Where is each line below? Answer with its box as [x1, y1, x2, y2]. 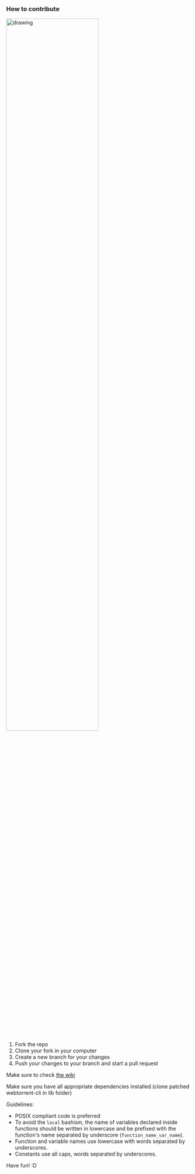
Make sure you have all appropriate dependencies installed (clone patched [6, 1083, 190, 1090]
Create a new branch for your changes [14, 1054, 110, 1061]
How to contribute [6, 5, 60, 13]
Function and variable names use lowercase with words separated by [14, 1138, 185, 1145]
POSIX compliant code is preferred [14, 1113, 101, 1120]
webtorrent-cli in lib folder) [6, 1089, 72, 1096]
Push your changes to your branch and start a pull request [14, 1060, 159, 1067]
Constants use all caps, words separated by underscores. [14, 1150, 157, 1158]
